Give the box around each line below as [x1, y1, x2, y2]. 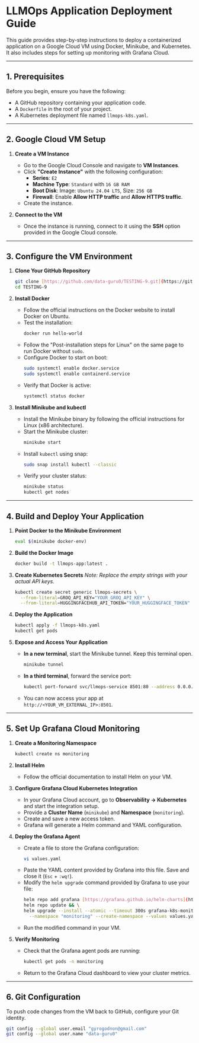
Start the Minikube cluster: [23, 428, 89, 435]
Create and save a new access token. [23, 815, 115, 822]
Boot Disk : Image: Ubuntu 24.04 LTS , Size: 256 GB [32, 187, 153, 194]
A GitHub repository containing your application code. [14, 99, 147, 106]
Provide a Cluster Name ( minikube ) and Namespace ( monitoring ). [23, 809, 185, 816]
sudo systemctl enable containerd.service [23, 371, 130, 377]
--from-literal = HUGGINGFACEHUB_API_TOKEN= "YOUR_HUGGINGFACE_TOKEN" [20, 600, 191, 606]
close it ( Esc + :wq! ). [23, 873, 73, 880]
